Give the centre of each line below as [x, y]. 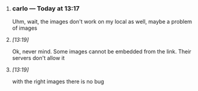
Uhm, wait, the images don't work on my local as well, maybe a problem [102, 22]
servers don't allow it [38, 58]
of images [25, 28]
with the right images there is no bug [58, 82]
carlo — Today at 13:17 [46, 8]
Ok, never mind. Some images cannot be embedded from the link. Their [101, 52]
